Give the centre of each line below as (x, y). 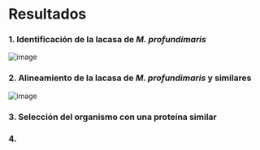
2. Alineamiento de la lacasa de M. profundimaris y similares (130, 78)
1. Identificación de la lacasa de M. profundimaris (108, 40)
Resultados (48, 14)
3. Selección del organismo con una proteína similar (113, 117)
